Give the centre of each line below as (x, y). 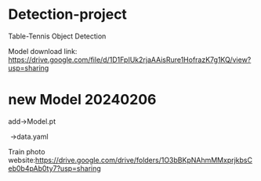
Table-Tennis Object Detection (57, 36)
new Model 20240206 (82, 100)
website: (22, 160)
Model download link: (43, 51)
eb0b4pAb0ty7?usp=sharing (55, 168)
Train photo (27, 151)
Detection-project (68, 14)
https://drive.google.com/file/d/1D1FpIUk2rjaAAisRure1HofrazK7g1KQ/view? (130, 60)
